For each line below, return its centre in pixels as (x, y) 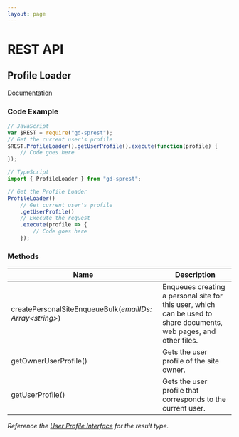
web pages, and (189, 331)
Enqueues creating (194, 287)
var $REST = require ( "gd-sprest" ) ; (60, 133)
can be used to (187, 313)
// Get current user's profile (67, 205)
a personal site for (192, 296)
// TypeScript (28, 172)
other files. (180, 341)
